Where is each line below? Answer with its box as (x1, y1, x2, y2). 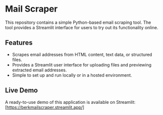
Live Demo (5, 86, 38, 95)
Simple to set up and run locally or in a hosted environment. (12, 72, 132, 78)
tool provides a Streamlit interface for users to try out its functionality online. (5, 24, 159, 30)
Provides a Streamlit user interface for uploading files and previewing (12, 62, 152, 67)
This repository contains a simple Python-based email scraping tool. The (5, 19, 151, 25)
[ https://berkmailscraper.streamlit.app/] (5, 104, 84, 110)
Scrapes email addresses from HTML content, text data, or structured (12, 51, 152, 57)
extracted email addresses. (12, 67, 67, 73)
